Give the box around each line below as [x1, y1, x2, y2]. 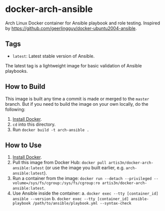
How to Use [5, 141, 42, 149]
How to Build [5, 82, 46, 91]
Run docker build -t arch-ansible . [12, 126, 89, 133]
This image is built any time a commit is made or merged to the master [5, 96, 149, 102]
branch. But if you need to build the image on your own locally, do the [5, 101, 148, 107]
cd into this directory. [12, 121, 56, 127]
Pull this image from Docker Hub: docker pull [12, 160, 106, 166]
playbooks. [5, 68, 28, 74]
